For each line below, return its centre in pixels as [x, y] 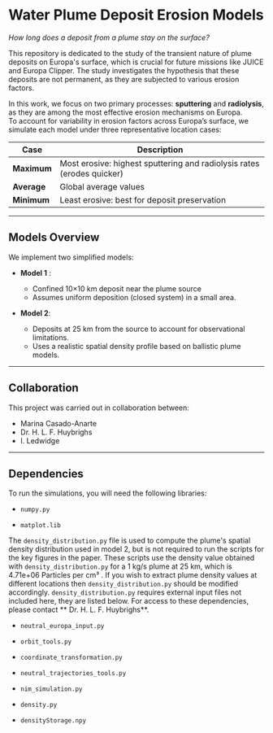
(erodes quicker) [92, 173]
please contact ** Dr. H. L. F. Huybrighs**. [79, 610]
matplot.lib [40, 526]
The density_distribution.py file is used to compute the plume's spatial [130, 541]
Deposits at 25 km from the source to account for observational [139, 329]
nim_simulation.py [51, 689]
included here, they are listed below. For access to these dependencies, [129, 601]
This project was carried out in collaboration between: [99, 408]
